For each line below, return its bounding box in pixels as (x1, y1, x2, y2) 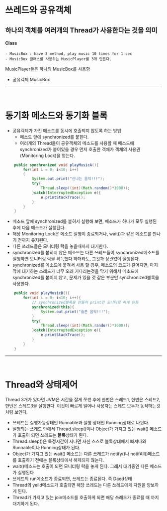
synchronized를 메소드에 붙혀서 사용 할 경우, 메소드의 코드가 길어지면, (12, 262, 149, 268)
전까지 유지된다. (17, 237, 49, 243)
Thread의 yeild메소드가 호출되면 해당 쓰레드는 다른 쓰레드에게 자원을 (12, 482, 146, 488)
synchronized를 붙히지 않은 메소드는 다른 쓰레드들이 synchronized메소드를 (12, 250, 160, 256)
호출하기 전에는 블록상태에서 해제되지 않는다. (17, 457, 104, 463)
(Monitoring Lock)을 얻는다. (19, 153, 76, 159)
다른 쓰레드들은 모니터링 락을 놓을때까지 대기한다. (12, 243, 108, 249)
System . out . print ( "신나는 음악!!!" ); (31, 176, 105, 181)
